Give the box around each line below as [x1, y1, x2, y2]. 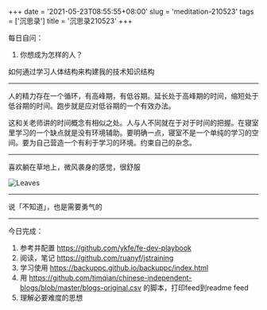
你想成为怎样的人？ [19, 50, 83, 59]
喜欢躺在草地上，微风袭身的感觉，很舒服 [8, 162, 141, 172]
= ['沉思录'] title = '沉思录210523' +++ [8, 16, 133, 25]
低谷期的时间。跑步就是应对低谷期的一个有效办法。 [8, 101, 176, 110]
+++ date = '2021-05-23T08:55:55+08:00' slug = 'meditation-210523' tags [8, 7, 254, 16]
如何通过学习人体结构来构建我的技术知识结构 [8, 67, 155, 76]
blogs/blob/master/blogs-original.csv [19, 283, 141, 293]
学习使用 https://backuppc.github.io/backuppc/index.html [19, 263, 209, 273]
